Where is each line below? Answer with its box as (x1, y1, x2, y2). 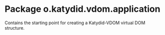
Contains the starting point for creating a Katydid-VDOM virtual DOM (4, 20, 146, 26)
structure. (4, 25, 25, 31)
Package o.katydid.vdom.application (4, 3, 161, 15)
